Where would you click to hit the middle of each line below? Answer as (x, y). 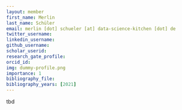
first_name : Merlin (31, 17)
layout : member (25, 12)
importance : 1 (24, 73)
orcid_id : (19, 62)
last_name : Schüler (31, 23)
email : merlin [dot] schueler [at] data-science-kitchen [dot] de (91, 29)
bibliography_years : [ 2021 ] (41, 85)
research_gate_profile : (36, 57)
